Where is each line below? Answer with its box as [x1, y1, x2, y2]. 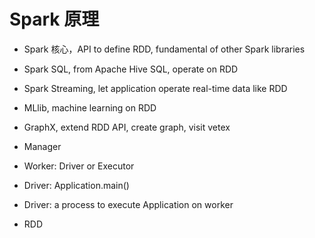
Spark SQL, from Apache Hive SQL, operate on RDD [23, 63, 239, 75]
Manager [23, 140, 62, 152]
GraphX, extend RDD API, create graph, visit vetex [23, 121, 231, 133]
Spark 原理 [9, 8, 100, 31]
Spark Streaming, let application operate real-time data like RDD [23, 82, 288, 94]
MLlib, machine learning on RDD [23, 101, 157, 114]
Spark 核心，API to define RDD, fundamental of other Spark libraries [23, 43, 306, 55]
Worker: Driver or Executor [23, 160, 135, 172]
